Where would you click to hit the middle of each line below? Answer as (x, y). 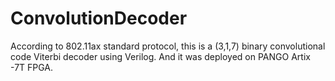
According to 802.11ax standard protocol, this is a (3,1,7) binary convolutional (168, 46)
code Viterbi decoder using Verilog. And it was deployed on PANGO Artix (160, 56)
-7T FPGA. (32, 67)
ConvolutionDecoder (99, 18)
